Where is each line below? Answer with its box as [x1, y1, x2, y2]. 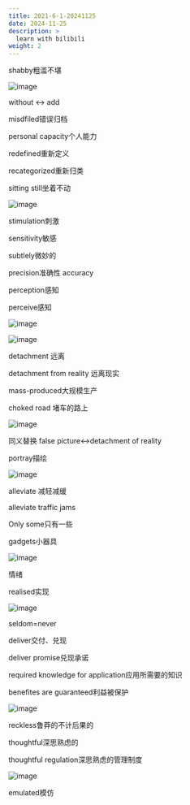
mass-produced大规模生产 [8, 386, 97, 396]
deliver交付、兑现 [8, 635, 67, 646]
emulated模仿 [8, 788, 54, 798]
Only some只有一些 [8, 519, 73, 529]
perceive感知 [8, 302, 53, 313]
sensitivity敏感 [8, 233, 57, 244]
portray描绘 [8, 453, 47, 463]
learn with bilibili [15, 34, 85, 43]
